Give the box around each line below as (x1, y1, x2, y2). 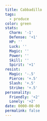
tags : (5, 12, 16, 17)
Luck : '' (9, 44, 27, 49)
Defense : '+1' (9, 35, 38, 40)
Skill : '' (9, 58, 29, 63)
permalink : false (5, 108, 40, 114)
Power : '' (9, 53, 29, 58)
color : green (5, 21, 31, 26)
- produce (9, 16, 29, 21)
